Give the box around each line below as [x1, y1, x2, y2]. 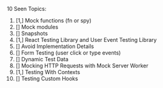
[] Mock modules [15, 24, 59, 30]
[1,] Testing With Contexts [15, 69, 81, 75]
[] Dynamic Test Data [15, 56, 69, 63]
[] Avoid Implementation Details [15, 42, 95, 50]
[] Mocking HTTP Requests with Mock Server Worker [15, 62, 149, 69]
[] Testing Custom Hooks [15, 75, 78, 82]
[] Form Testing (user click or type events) [15, 49, 121, 56]
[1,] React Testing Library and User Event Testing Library [15, 36, 157, 43]
